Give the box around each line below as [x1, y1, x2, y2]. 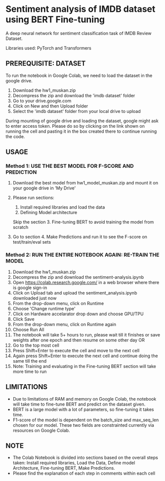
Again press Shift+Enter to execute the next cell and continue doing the [12, 353, 158, 359]
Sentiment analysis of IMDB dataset [5, 3, 156, 15]
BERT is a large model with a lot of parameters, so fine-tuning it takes [12, 406, 155, 412]
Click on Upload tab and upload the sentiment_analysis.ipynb [12, 290, 137, 296]
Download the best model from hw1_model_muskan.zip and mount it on [12, 180, 159, 186]
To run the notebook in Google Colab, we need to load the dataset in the [5, 73, 153, 78]
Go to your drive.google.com [12, 98, 72, 104]
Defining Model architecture [20, 210, 78, 216]
